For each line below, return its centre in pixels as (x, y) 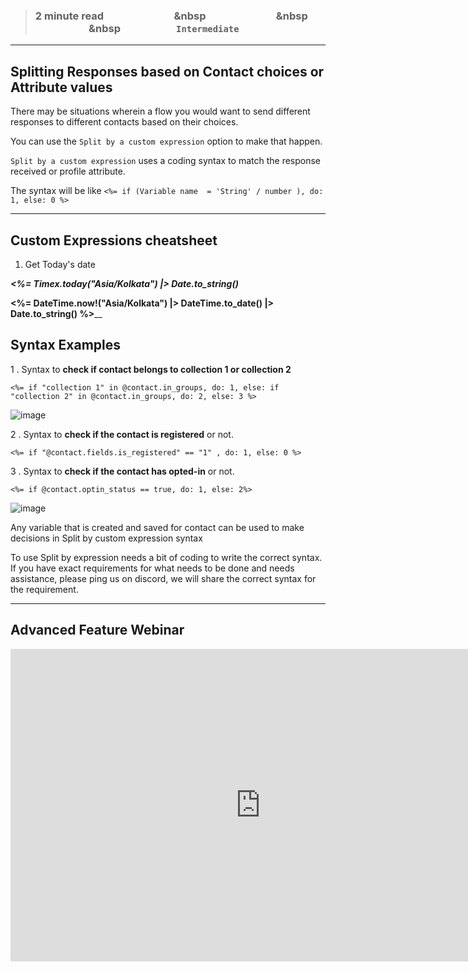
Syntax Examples (66, 345)
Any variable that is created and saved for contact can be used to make (157, 527)
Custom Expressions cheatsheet (114, 240)
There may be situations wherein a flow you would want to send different (160, 111)
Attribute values (61, 87)
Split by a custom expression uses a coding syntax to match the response (166, 161)
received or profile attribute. (68, 171)
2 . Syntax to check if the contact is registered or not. (122, 434)
